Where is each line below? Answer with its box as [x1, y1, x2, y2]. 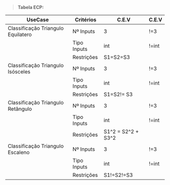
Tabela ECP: [17, 5, 44, 10]
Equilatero [8, 31, 32, 38]
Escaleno [8, 149, 30, 156]
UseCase [26, 16, 49, 23]
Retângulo [8, 105, 32, 112]
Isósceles [8, 68, 30, 75]
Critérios [75, 16, 97, 23]
